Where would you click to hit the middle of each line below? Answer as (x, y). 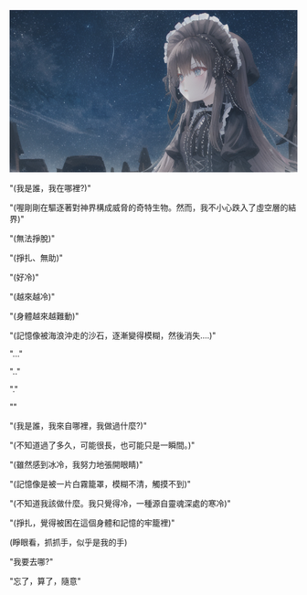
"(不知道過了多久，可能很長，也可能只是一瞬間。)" (102, 445)
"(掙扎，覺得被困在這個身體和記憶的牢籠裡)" (92, 523)
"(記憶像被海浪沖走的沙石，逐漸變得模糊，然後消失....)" (113, 335)
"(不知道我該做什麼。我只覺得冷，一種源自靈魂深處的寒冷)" (120, 503)
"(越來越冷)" (32, 296)
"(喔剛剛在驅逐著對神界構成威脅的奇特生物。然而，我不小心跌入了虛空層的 (149, 207)
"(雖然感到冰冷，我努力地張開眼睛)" (76, 464)
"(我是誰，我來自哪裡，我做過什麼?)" (79, 425)
